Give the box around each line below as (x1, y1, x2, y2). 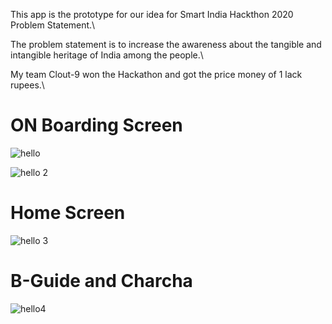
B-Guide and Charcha (10, 270, 193, 293)
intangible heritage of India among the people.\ (10, 49, 204, 61)
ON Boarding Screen (10, 114, 183, 137)
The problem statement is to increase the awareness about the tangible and (10, 39, 322, 50)
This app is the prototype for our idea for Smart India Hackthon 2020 (10, 9, 294, 20)
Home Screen (10, 202, 126, 224)
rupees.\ (10, 79, 45, 91)
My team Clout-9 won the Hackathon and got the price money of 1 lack (10, 69, 303, 80)
